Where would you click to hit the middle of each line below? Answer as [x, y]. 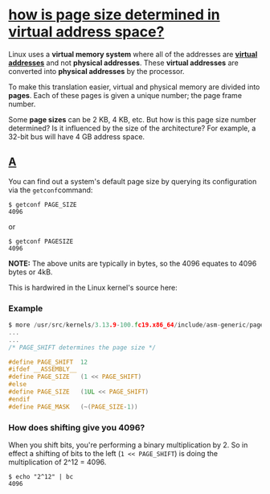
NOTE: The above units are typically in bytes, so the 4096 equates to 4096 [133, 263]
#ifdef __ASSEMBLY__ [43, 369]
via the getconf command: [51, 190]
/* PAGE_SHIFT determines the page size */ [82, 348]
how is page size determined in [114, 15]
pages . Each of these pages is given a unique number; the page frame [125, 95]
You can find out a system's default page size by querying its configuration [133, 181]
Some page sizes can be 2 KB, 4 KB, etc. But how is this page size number [133, 119]
